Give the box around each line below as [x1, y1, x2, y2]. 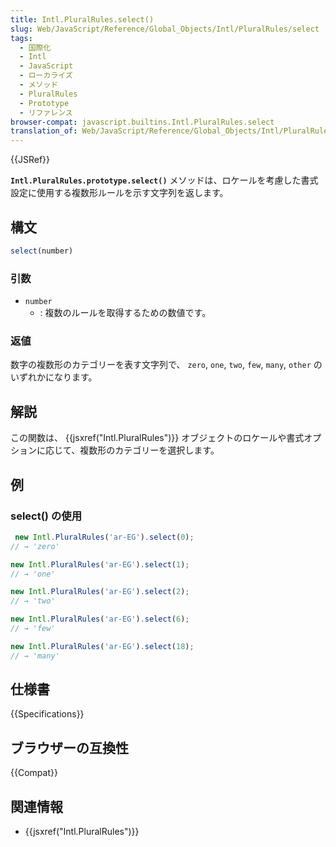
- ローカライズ [19, 71, 73, 81]
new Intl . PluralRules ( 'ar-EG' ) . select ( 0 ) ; [14, 532, 195, 542]
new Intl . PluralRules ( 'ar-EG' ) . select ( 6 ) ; [10, 614, 190, 625]
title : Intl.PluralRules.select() [10, 14, 155, 25]
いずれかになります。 [10, 371, 98, 383]
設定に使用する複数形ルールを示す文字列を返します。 [10, 187, 229, 199]
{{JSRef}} [10, 154, 50, 166]
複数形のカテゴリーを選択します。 [79, 444, 220, 456]
